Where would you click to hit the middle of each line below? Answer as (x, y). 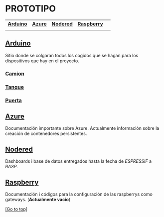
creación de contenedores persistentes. (46, 134)
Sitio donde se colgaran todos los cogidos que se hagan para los (72, 55)
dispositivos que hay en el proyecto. (42, 61)
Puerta (14, 100)
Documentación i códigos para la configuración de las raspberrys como (79, 194)
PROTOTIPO (30, 9)
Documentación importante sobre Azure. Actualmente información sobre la (82, 128)
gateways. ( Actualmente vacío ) (38, 199)
